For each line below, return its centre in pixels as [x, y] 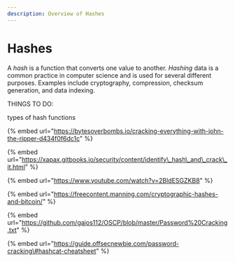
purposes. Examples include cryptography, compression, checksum [105, 83]
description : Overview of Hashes [56, 14]
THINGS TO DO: [30, 104]
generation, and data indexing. [51, 90]
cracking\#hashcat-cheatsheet [52, 251]
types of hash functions [41, 117]
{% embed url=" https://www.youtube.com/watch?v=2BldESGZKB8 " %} [110, 180]
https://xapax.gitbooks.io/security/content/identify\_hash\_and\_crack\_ [124, 159]
